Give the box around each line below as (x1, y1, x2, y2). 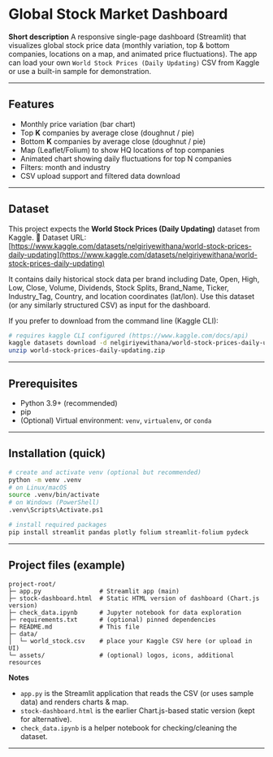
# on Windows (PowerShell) (8, 498, 100, 507)
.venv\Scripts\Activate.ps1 (8, 506, 104, 515)
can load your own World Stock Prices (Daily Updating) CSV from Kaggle (8, 58, 260, 67)
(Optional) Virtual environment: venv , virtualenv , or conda (19, 415, 212, 425)
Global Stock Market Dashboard (8, 5, 228, 24)
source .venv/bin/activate (8, 491, 100, 499)
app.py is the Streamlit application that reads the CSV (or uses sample (19, 688, 254, 698)
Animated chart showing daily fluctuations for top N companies (19, 154, 232, 163)
